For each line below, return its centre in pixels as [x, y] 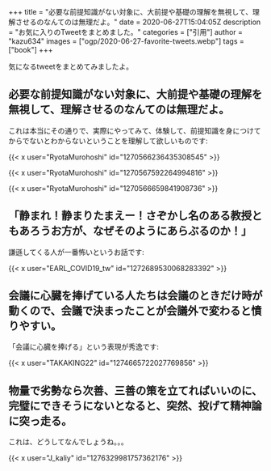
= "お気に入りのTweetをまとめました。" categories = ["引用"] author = [126, 32]
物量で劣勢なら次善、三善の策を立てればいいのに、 [135, 390]
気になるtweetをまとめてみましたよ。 [71, 66]
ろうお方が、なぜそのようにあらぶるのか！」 [141, 231]
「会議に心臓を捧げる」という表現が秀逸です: [84, 347]
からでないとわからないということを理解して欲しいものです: [108, 141]
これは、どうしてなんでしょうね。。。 [68, 442]
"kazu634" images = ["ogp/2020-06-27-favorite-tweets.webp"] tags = [126, 41]
